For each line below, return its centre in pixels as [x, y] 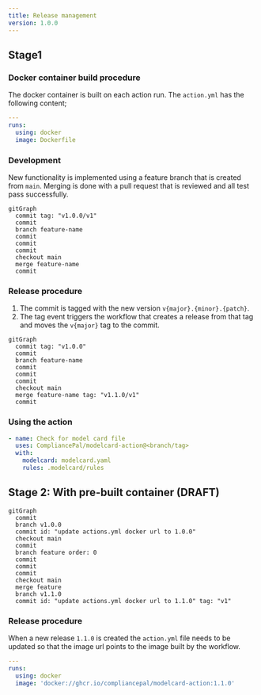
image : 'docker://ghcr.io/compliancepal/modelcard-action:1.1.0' [125, 683]
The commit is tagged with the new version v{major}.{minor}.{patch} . [134, 308]
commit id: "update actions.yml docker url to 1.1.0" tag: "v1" [123, 601]
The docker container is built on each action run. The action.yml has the [127, 95]
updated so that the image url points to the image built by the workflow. [125, 647]
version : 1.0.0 [33, 23]
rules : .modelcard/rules [63, 468]
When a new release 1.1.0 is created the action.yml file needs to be [119, 638]
